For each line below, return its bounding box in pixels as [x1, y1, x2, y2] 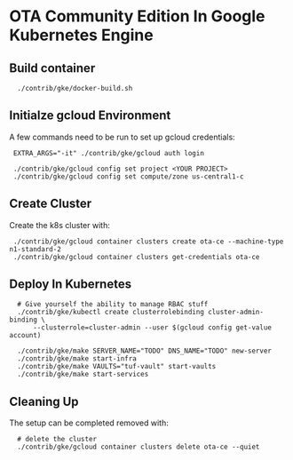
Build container [9, 60, 96, 75]
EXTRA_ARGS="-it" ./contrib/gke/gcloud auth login [12, 148, 204, 157]
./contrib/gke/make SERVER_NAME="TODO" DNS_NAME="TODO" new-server [17, 346, 273, 356]
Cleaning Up [9, 393, 79, 409]
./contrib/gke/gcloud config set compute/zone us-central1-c [12, 171, 244, 181]
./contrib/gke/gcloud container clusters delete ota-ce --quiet [17, 442, 260, 452]
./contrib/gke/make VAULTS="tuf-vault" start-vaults [17, 362, 217, 371]
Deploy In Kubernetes [9, 277, 131, 292]
